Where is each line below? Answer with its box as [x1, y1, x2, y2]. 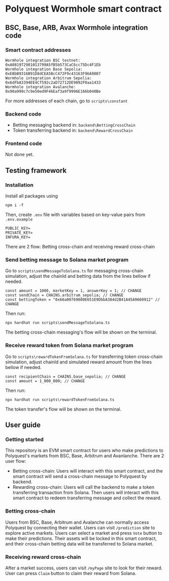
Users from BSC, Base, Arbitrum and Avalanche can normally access [5, 519, 149, 525]
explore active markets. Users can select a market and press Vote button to [5, 530, 162, 536]
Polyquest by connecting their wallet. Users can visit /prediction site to [5, 524, 155, 530]
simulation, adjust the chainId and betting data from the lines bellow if [5, 273, 151, 279]
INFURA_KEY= [5, 235, 30, 240]
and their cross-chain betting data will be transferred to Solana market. [5, 540, 154, 547]
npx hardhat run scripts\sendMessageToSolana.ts [5, 320, 110, 325]
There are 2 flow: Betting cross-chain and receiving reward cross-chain [5, 244, 155, 250]
